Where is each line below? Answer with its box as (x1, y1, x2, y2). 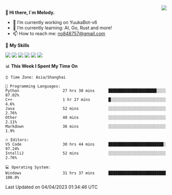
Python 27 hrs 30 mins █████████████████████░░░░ (5, 88, 166, 93)
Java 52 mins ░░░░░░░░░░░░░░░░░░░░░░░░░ (5, 106, 166, 111)
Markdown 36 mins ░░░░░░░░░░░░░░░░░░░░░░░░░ (5, 124, 166, 129)
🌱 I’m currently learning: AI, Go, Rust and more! (12, 25, 112, 31)
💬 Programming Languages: (5, 84, 60, 89)
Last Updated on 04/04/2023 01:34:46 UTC (5, 184, 98, 190)
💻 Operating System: (5, 165, 51, 170)
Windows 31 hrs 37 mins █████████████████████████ (5, 170, 166, 176)
